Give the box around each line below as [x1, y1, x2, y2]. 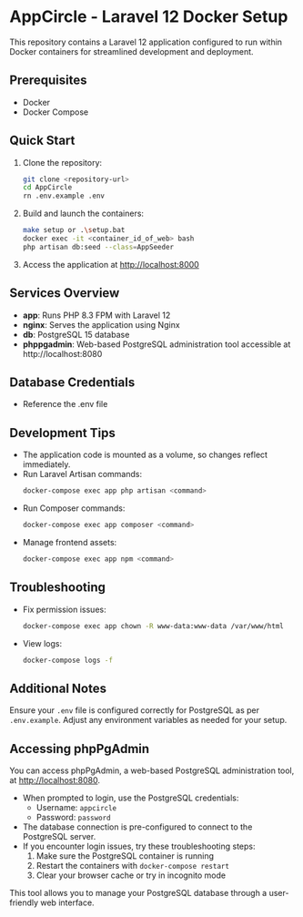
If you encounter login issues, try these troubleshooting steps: [22, 841, 257, 852]
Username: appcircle [35, 802, 117, 813]
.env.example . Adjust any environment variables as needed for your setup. [9, 715, 288, 726]
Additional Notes [9, 680, 107, 696]
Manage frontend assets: [22, 537, 117, 547]
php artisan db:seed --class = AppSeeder [22, 242, 175, 251]
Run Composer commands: [22, 503, 126, 514]
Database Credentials [9, 375, 136, 391]
